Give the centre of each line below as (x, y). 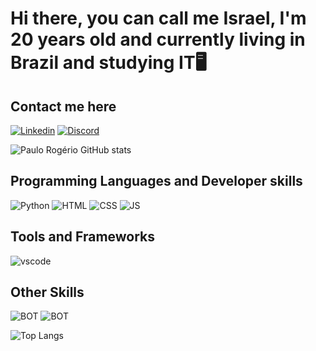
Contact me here (63, 106)
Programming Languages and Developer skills (156, 181)
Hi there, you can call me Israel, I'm (158, 18)
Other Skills (47, 292)
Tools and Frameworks (83, 237)
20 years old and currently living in (158, 39)
